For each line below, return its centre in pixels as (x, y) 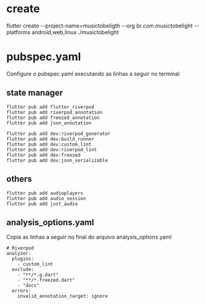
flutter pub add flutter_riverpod (50, 107)
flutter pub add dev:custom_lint (49, 144)
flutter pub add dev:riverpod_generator (59, 134)
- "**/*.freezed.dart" (46, 280)
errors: (22, 291)
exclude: (23, 270)
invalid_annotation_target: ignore (63, 296)
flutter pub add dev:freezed (43, 155)
